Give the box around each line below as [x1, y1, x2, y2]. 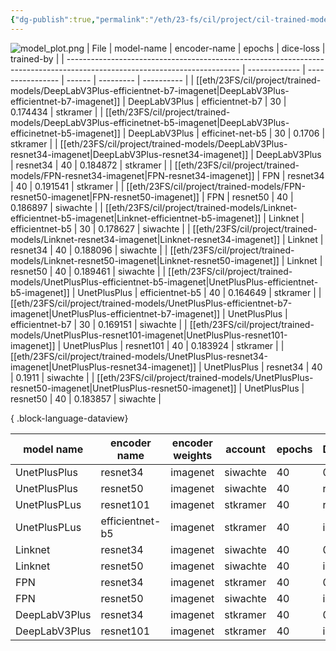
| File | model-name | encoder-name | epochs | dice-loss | [86, 42, 326, 54]
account [225, 442, 266, 456]
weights [173, 448, 213, 462]
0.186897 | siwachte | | [10, 201, 104, 213]
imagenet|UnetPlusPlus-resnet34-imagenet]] [10, 361, 197, 373]
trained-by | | [10, 52, 65, 65]
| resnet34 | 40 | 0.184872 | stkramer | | [10, 159, 173, 171]
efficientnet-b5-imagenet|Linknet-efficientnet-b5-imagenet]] [10, 212, 262, 224]
